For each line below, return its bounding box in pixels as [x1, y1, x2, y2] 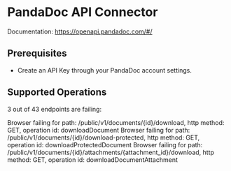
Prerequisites [7, 47, 67, 59]
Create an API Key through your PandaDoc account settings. [17, 66, 192, 74]
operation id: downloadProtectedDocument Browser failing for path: [7, 140, 203, 149]
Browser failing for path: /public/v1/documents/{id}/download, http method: [7, 118, 225, 126]
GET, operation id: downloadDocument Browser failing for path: [7, 126, 190, 134]
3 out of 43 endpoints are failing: [7, 105, 102, 113]
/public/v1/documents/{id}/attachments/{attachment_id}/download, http [7, 148, 215, 156]
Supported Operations [7, 87, 107, 98]
